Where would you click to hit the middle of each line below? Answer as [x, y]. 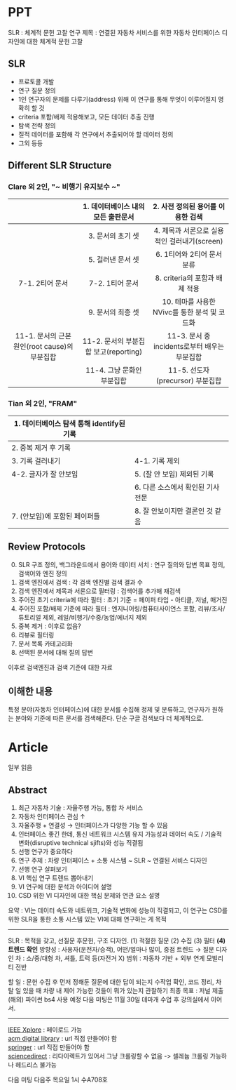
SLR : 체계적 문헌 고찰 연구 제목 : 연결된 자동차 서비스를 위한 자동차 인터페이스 [114, 32]
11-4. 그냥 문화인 [114, 371]
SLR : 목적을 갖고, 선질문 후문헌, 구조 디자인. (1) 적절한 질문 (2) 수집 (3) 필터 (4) [117, 941]
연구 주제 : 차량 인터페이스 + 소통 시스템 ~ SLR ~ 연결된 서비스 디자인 [112, 860]
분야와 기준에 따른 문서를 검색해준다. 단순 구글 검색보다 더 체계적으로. [109, 718]
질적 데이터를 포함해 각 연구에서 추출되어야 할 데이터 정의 [96, 134]
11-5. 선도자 [189, 371]
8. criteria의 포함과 [185, 278]
